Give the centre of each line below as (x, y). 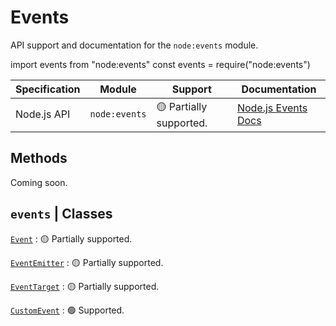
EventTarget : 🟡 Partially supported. (85, 286)
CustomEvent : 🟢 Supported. (67, 310)
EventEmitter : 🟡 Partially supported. (87, 262)
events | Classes (61, 214)
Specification (48, 89)
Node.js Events (272, 108)
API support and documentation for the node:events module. (134, 45)
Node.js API (43, 114)
